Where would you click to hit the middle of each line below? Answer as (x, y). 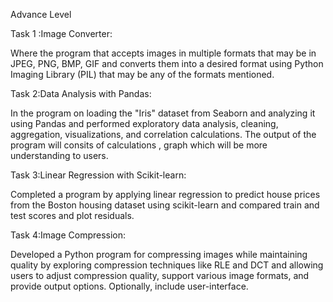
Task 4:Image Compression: (68, 235)
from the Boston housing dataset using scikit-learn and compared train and (165, 205)
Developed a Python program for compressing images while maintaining (159, 254)
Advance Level (41, 14)
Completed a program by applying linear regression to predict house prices (165, 194)
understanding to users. (59, 155)
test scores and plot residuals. (72, 215)
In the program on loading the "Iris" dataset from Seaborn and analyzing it (163, 113)
